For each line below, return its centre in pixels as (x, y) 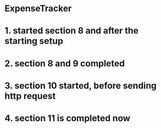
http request (30, 96)
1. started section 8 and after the (71, 31)
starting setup (34, 41)
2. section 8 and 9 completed (65, 63)
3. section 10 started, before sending (81, 85)
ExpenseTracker (38, 9)
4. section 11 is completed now (67, 118)
